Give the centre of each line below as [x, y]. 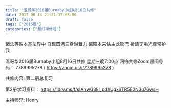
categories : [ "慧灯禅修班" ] [33, 29]
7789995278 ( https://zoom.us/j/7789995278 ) [65, 68]
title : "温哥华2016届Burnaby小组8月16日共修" [51, 10]
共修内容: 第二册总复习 [29, 78]
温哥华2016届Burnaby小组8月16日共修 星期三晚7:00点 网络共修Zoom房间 [82, 61]
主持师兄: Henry [22, 100]
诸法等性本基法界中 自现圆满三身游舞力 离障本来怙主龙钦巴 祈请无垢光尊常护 [86, 44]
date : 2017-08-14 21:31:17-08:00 [41, 15]
